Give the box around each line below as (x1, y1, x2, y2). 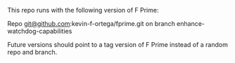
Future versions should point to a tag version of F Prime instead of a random (7, 41, 229, 48)
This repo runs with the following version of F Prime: (7, 6, 159, 14)
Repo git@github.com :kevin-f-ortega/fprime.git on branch (7, 20, 176, 27)
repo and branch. (7, 48, 58, 56)
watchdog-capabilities (7, 27, 72, 35)
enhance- (177, 20, 205, 27)
